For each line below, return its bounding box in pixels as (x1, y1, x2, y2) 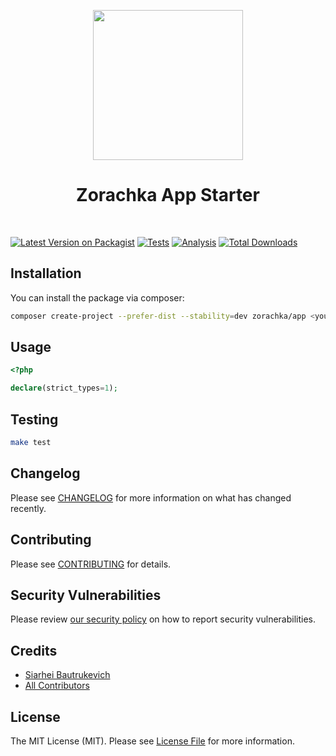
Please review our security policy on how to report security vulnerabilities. (10, 613, 316, 625)
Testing (10, 411, 59, 428)
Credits (10, 642, 58, 659)
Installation (10, 265, 82, 282)
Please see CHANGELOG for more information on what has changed (10, 491, 292, 504)
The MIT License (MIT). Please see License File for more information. (10, 735, 295, 747)
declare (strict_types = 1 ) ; (10, 383, 118, 394)
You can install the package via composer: (10, 291, 185, 304)
